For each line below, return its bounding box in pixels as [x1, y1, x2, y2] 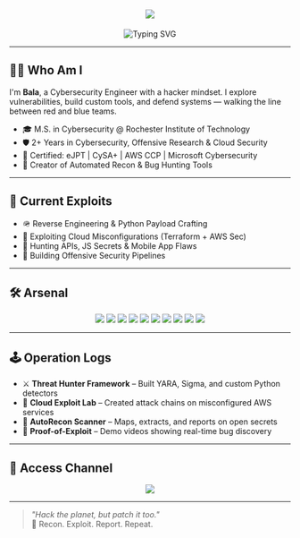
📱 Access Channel [9, 460, 113, 475]
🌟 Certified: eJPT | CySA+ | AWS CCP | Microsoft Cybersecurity [21, 149, 258, 160]
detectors [21, 388, 58, 398]
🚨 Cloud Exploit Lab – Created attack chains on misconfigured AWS [21, 397, 272, 408]
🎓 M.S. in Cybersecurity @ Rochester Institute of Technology [21, 124, 251, 134]
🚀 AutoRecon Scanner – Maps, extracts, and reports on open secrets [21, 416, 279, 427]
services [21, 407, 54, 418]
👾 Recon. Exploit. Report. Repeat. [30, 519, 154, 529]
